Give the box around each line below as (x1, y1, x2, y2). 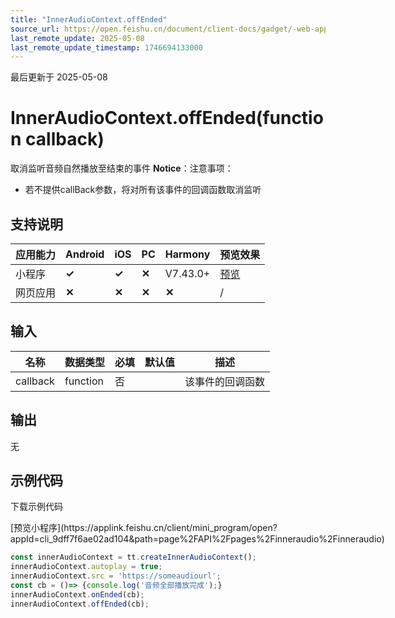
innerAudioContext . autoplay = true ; (10, 562, 163, 572)
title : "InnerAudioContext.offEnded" (10, 14, 168, 25)
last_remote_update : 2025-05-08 (10, 33, 145, 43)
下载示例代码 (10, 501, 63, 513)
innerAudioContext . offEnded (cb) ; (10, 599, 150, 609)
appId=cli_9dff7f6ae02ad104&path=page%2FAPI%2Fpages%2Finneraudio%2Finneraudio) (10, 533, 385, 545)
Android (65, 247, 105, 261)
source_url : (10, 24, 60, 34)
